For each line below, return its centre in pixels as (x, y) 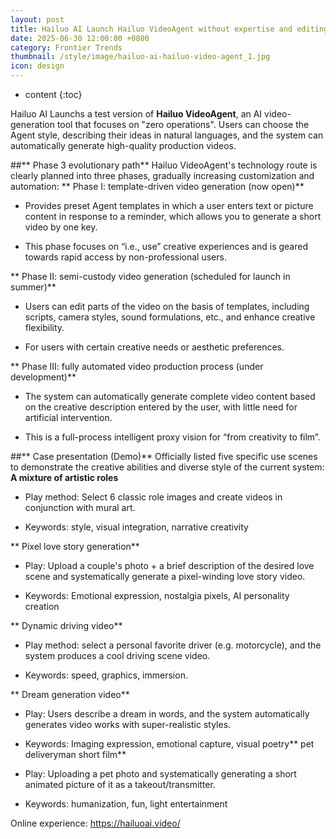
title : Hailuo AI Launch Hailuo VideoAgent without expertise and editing (169, 29)
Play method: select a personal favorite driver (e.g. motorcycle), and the (173, 645)
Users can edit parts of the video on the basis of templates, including (167, 306)
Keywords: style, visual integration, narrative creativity (136, 527)
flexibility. (44, 327)
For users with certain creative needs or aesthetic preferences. (154, 347)
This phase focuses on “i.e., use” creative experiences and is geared (166, 246)
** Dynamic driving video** (66, 625)
